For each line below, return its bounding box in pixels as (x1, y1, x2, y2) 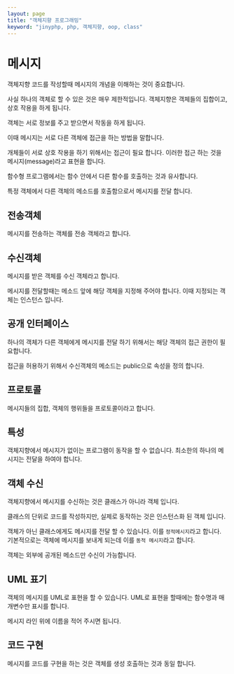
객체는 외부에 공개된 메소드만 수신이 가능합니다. (7, 551, 137, 559)
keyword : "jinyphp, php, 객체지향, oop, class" (7, 23, 143, 30)
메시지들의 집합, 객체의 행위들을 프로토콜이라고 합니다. (7, 404, 156, 412)
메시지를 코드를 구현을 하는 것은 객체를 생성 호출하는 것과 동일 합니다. (7, 659, 196, 668)
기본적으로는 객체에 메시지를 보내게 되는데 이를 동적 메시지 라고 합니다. (7, 536, 195, 544)
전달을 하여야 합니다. (25, 455, 83, 463)
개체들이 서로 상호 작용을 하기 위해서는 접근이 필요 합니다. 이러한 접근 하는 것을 (7, 149, 222, 157)
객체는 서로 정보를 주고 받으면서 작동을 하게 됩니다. (7, 118, 146, 127)
